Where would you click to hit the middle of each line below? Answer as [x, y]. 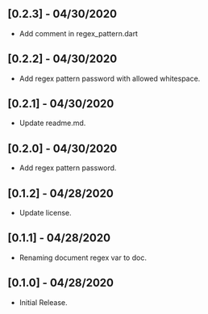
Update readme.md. [52, 123]
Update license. [45, 213]
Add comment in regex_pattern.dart [79, 33]
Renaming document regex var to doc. [83, 257]
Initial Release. [43, 302]
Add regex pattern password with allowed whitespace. [110, 78]
